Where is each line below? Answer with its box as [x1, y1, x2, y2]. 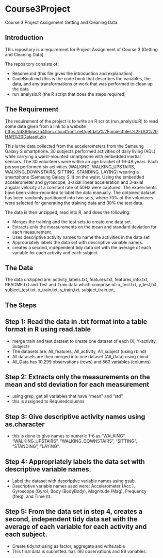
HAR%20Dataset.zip [5, 134, 46, 139]
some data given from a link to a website [5, 123, 86, 129]
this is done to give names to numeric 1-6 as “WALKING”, [12, 433, 126, 439]
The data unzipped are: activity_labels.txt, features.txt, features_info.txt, [5, 277, 149, 282]
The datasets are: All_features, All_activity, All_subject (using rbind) [12, 349, 147, 354]
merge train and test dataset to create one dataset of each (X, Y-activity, [12, 338, 157, 344]
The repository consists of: [5, 61, 59, 67]
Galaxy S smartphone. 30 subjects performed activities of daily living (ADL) [5, 148, 156, 154]
